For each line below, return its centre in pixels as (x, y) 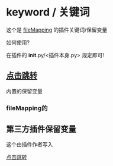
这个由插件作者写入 (30, 145)
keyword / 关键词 (48, 12)
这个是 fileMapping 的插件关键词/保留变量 (57, 30)
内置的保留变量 (24, 91)
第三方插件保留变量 (41, 129)
